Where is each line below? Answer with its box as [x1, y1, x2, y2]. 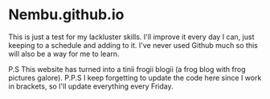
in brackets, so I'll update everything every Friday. [8, 81, 174, 91]
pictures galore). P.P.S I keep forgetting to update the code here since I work [8, 73, 262, 82]
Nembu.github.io [8, 6, 125, 24]
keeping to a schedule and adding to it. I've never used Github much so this [8, 40, 259, 49]
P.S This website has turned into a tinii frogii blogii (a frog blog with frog [8, 64, 247, 73]
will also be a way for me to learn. [8, 49, 120, 58]
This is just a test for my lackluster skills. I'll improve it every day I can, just [8, 32, 255, 42]
